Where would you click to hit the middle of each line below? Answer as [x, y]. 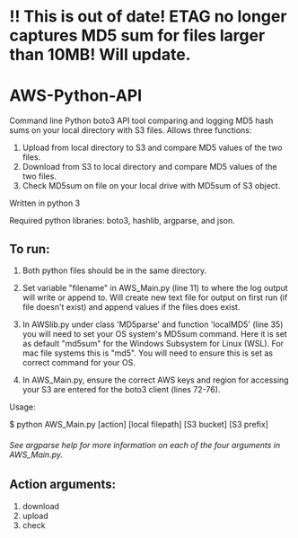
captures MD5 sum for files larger [137, 35]
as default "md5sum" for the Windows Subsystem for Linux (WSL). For [153, 343]
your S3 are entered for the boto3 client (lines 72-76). [121, 389]
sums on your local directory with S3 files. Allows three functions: [131, 130]
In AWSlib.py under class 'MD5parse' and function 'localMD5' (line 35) [153, 324]
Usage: [22, 407]
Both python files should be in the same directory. [114, 270]
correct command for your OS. [79, 362]
